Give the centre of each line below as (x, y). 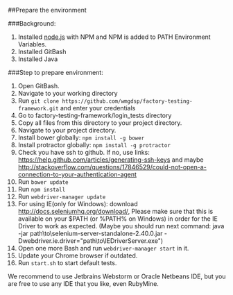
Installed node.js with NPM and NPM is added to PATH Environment (114, 37)
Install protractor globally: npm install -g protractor (94, 145)
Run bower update (43, 182)
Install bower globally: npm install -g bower (81, 137)
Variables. (32, 44)
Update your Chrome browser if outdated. (78, 255)
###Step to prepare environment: (55, 73)
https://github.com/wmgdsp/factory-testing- (127, 101)
